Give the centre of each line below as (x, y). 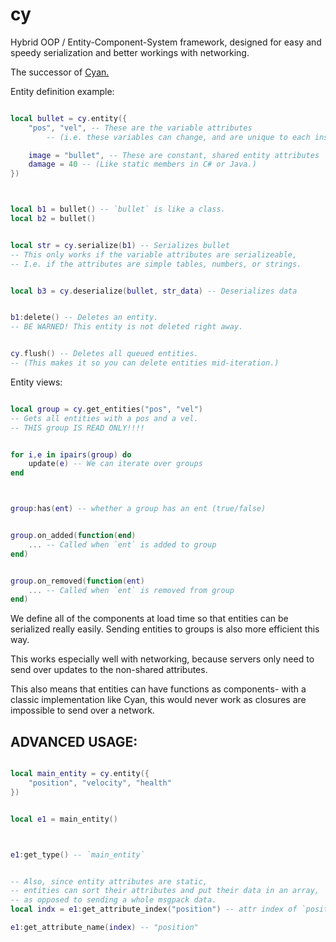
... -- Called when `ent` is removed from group (131, 590)
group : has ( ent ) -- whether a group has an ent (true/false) (138, 509)
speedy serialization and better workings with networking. (130, 52)
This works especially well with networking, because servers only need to (162, 659)
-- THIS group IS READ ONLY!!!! (77, 428)
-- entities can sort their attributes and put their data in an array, (165, 891)
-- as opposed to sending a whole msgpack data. (113, 900)
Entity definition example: (62, 91)
